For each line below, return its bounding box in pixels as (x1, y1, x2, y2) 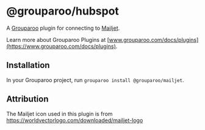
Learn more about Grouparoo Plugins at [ (6, 36, 110, 43)
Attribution (6, 94, 49, 104)
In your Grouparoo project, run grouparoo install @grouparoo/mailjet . (6, 76, 184, 83)
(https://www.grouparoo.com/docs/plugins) (6, 43, 116, 50)
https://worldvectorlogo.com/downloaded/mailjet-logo (6, 117, 143, 124)
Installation (6, 60, 50, 70)
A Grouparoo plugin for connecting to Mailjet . (6, 24, 120, 32)
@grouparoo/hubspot (6, 4, 119, 18)
